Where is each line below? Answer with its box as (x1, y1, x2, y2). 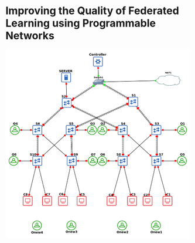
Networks (5, 29, 55, 42)
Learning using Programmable (5, 16, 156, 30)
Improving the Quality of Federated (5, 4, 179, 18)
